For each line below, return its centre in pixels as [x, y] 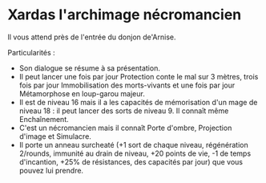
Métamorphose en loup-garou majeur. [82, 93]
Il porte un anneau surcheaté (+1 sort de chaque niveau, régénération [134, 144]
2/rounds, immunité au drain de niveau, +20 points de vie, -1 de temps [135, 153]
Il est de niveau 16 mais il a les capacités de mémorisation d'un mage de [138, 102]
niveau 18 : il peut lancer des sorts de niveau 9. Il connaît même [124, 111]
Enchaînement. [44, 119]
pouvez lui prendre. [51, 170]
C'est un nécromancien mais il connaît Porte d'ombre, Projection [125, 128]
